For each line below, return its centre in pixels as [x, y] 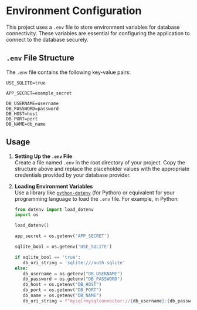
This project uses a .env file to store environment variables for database [93, 27]
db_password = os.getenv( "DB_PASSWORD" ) [73, 279]
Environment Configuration [74, 11]
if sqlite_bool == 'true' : [47, 257]
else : [21, 268]
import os [27, 215]
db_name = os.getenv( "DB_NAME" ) [62, 296]
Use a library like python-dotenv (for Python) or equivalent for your [94, 193]
